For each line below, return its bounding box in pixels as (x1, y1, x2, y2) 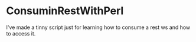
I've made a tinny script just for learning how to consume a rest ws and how (6, 24, 191, 31)
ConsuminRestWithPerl (6, 4, 124, 18)
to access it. (6, 30, 36, 37)
